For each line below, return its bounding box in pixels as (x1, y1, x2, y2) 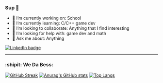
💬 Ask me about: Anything (12, 36, 65, 41)
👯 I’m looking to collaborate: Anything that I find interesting (12, 25, 130, 31)
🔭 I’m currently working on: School (12, 15, 81, 21)
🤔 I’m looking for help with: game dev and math (12, 31, 107, 36)
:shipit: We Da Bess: (5, 61, 53, 68)
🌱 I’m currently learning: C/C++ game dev (12, 20, 96, 26)
